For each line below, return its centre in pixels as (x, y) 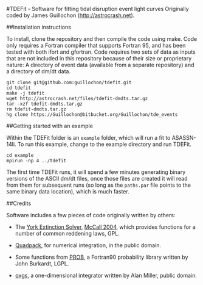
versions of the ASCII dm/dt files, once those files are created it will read (97, 179)
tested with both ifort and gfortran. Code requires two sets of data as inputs (101, 52)
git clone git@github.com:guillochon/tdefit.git (69, 82)
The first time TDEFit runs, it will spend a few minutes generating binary (96, 172)
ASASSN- (184, 138)
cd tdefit (19, 88)
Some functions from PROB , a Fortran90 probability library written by (101, 257)
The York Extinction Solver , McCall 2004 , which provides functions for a (105, 227)
